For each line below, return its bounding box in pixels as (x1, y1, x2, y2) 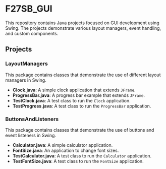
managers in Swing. (5, 77, 46, 83)
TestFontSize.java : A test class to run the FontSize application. (12, 158, 144, 164)
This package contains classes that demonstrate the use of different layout (5, 72, 161, 78)
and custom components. (5, 30, 59, 36)
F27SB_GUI (5, 3, 52, 15)
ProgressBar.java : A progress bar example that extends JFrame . (12, 92, 145, 98)
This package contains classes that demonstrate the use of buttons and (5, 127, 154, 133)
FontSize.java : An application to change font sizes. (12, 147, 119, 153)
